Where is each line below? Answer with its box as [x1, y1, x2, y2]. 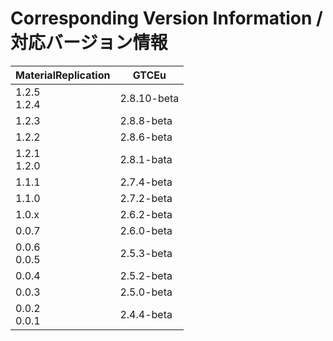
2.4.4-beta [119, 307, 173, 321]
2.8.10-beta [119, 91, 180, 105]
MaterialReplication [15, 68, 111, 82]
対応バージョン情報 [10, 32, 168, 54]
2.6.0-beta [119, 223, 173, 237]
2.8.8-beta [119, 113, 173, 127]
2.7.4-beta [119, 175, 173, 189]
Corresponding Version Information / [10, 7, 323, 30]
